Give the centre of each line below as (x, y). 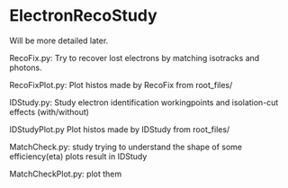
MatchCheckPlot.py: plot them (66, 174)
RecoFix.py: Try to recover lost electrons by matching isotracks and (135, 58)
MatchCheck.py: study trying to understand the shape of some (126, 147)
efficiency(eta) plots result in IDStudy (78, 156)
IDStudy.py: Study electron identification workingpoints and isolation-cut (144, 102)
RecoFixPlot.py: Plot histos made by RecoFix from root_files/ (121, 85)
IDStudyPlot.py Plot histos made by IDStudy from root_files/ (120, 129)
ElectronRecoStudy (83, 16)
